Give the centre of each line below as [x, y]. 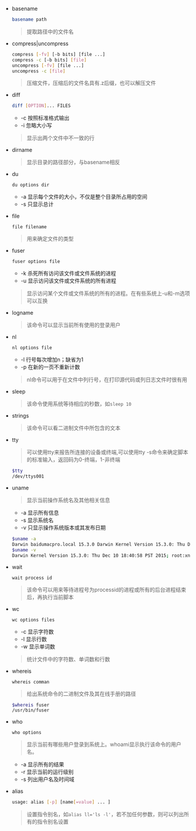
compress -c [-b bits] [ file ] [49, 60]
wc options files [33, 620]
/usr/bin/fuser [31, 710]
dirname [22, 150]
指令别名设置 [53, 822]
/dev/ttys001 [28, 476]
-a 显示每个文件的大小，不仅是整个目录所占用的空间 [84, 197]
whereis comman [31, 682]
